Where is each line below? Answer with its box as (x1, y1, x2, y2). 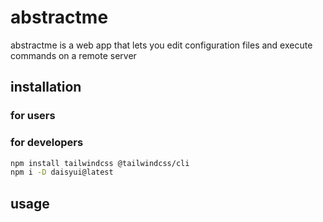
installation (10, 79, 82, 96)
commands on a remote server (10, 49, 137, 61)
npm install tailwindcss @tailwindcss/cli (10, 158, 190, 168)
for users (10, 109, 56, 123)
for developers (10, 136, 84, 150)
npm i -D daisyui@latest (10, 167, 114, 178)
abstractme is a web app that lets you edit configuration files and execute (10, 39, 313, 51)
